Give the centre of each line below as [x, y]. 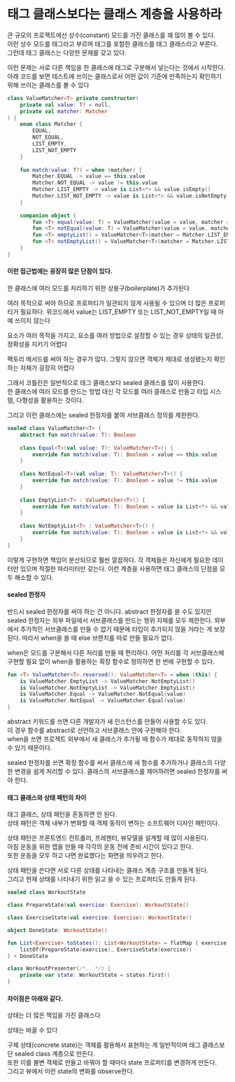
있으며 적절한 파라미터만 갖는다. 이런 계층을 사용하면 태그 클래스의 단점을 [119, 569]
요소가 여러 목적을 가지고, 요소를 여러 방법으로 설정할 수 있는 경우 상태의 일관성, [115, 335]
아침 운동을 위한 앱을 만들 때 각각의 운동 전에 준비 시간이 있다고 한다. [100, 847]
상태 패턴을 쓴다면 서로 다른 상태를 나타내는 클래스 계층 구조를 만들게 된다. [108, 871]
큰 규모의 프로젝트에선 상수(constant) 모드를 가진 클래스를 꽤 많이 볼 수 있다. [111, 35]
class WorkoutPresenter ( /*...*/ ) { [59, 969]
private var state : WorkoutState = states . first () [95, 975]
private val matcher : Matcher [64, 111]
